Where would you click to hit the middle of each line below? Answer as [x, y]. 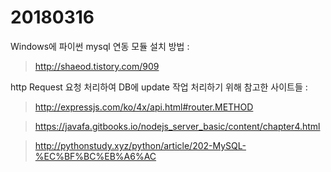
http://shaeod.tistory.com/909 [97, 66]
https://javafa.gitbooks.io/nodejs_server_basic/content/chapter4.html [177, 126]
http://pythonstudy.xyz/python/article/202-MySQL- [140, 145]
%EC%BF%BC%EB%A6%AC [95, 156]
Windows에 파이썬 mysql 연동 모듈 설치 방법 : [100, 46]
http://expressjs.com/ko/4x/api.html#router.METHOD [144, 107]
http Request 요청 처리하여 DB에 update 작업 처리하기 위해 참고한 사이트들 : [159, 87]
